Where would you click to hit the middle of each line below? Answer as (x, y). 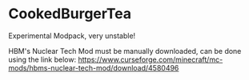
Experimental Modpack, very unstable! (72, 36)
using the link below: (42, 59)
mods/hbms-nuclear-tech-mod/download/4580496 (94, 67)
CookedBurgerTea (70, 14)
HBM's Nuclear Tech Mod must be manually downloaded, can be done (125, 51)
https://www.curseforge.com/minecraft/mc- (151, 59)
